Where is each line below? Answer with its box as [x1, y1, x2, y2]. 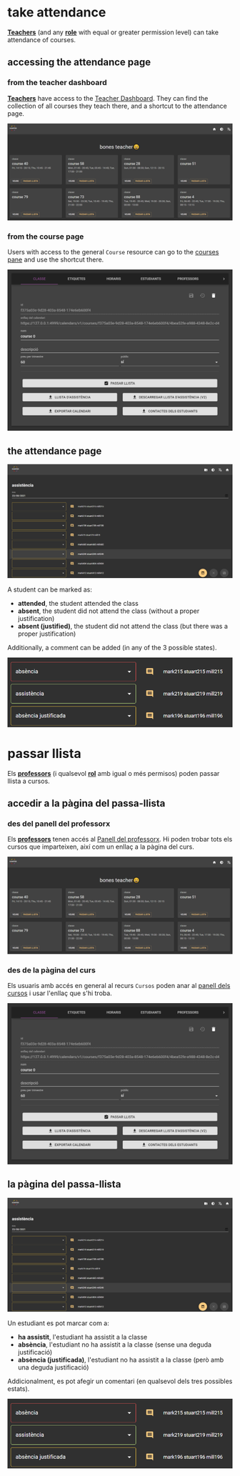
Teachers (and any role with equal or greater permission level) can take [7, 28, 219, 36]
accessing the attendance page [7, 56, 151, 69]
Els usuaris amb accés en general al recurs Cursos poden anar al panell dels [7, 982, 231, 990]
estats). [7, 1385, 30, 1393]
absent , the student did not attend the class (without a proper [17, 607, 200, 615]
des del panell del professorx [7, 819, 111, 829]
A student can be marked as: [7, 585, 93, 594]
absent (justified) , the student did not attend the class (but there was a [17, 622, 229, 631]
